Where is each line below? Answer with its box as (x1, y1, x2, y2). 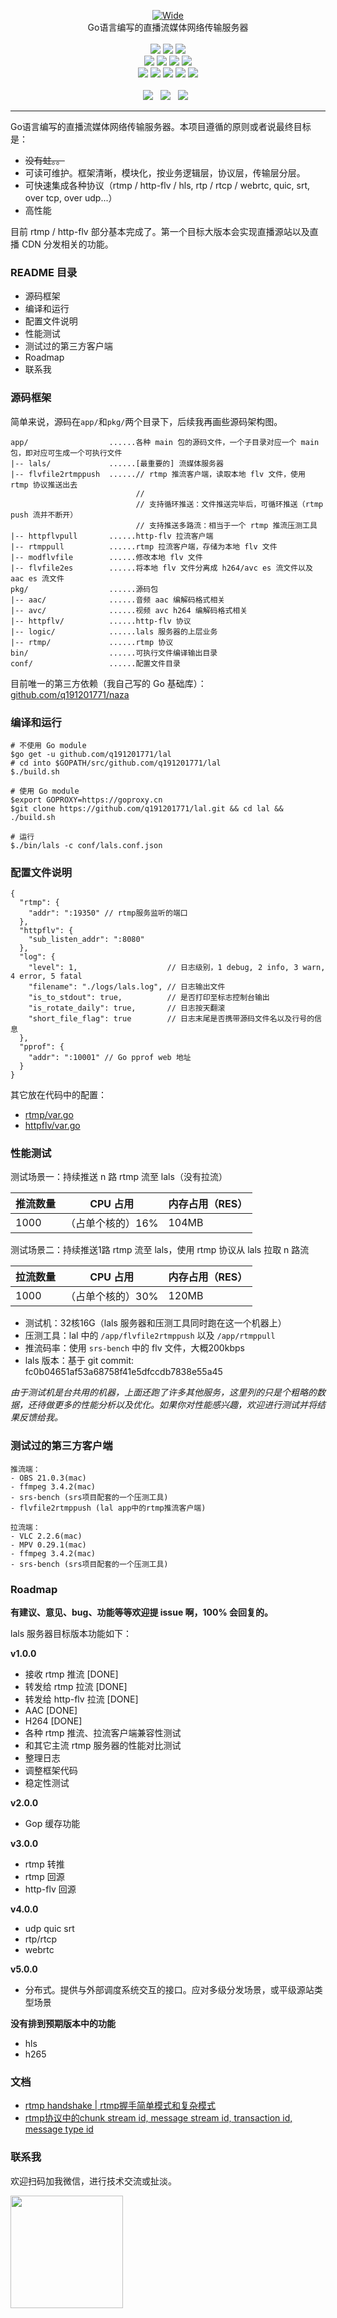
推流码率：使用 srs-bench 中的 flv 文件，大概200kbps (24, 1342, 245, 1354)
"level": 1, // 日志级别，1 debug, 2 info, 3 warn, (28, 963, 326, 973)
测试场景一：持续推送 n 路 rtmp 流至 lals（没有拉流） (10, 1171, 228, 1183)
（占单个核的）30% (65, 1290, 159, 1304)
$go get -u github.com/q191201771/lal (10, 749, 172, 759)
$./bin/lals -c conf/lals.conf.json (10, 840, 163, 850)
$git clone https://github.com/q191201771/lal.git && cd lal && (10, 803, 284, 814)
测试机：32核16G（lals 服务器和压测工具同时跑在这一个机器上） (24, 1317, 287, 1329)
